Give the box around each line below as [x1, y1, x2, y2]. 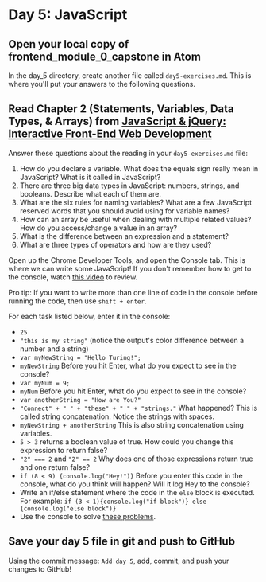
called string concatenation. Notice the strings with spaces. [19, 412, 214, 421]
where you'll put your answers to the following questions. [8, 80, 196, 88]
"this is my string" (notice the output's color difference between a [19, 335, 245, 345]
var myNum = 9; [19, 379, 71, 387]
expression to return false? [19, 445, 108, 455]
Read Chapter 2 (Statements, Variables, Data [8, 102, 234, 116]
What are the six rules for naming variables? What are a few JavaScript [19, 197, 253, 207]
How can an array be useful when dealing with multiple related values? [19, 214, 252, 224]
